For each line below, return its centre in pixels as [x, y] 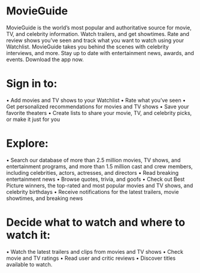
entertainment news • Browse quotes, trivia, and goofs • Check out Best [96, 179]
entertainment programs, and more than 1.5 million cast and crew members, [99, 166]
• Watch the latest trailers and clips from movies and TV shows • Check [95, 251]
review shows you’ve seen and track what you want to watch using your [95, 40]
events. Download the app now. [45, 59]
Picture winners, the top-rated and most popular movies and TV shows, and [100, 185]
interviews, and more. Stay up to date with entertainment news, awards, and [100, 53]
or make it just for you [33, 119]
